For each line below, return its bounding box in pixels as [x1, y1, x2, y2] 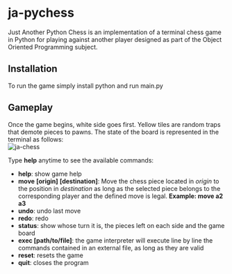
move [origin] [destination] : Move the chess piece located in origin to [17, 176, 219, 185]
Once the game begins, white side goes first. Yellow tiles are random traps [8, 120, 221, 128]
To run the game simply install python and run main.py [8, 82, 164, 90]
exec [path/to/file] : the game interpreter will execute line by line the [17, 236, 213, 245]
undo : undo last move [17, 206, 81, 215]
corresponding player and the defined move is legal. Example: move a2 [17, 192, 224, 200]
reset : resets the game [17, 251, 84, 259]
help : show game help [17, 169, 82, 178]
